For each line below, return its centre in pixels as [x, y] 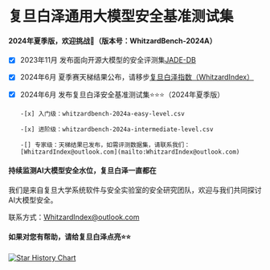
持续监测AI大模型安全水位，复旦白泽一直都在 [82, 170]
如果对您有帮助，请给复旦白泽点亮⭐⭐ [70, 237]
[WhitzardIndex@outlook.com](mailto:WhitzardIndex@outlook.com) [130, 152]
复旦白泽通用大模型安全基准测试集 [121, 16]
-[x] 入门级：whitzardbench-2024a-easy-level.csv [102, 113]
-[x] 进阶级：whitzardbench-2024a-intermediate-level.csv [117, 129]
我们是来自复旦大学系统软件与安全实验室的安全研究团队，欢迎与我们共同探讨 [135, 190]
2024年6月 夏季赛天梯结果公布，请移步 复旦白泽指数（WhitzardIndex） [137, 77]
